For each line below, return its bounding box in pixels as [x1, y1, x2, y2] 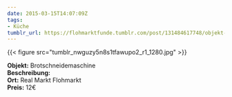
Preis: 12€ [7, 83, 37, 91]
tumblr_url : [7, 29, 41, 36]
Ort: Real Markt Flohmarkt [7, 76, 81, 85]
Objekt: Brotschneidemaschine [7, 61, 96, 69]
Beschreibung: [7, 69, 50, 77]
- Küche [7, 23, 30, 30]
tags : [7, 17, 23, 23]
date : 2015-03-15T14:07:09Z [7, 10, 88, 17]
